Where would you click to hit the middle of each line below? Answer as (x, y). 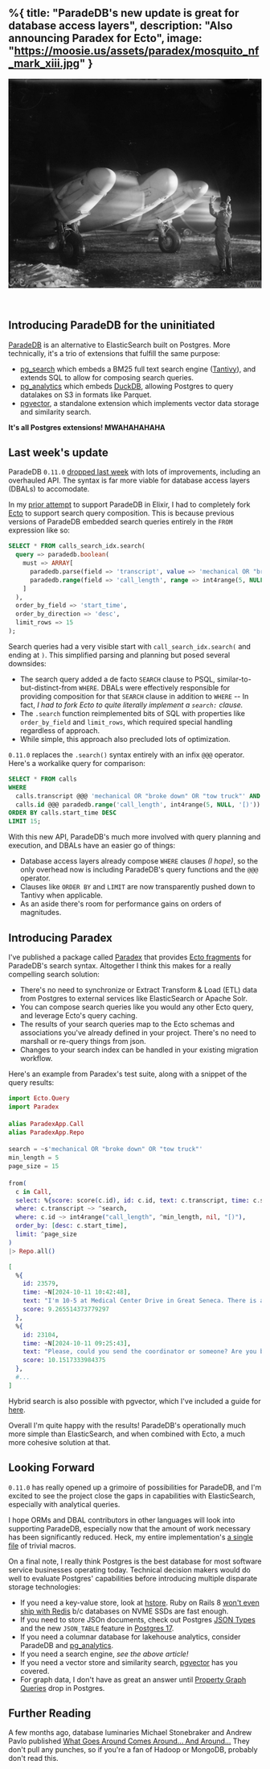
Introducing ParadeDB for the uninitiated (112, 325)
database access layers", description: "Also (121, 26)
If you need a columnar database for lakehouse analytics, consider (130, 1636)
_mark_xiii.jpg (44, 64)
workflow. (36, 1058)
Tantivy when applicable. (61, 895)
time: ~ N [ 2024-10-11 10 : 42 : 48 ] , (77, 1292)
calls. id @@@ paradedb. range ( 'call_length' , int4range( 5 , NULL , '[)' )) (138, 805)
